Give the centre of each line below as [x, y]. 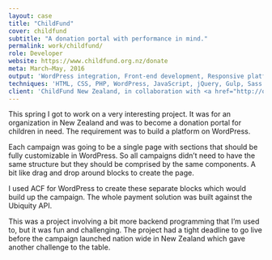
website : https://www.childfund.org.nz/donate [88, 62]
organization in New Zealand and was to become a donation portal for [125, 123]
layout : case [30, 16]
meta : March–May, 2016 [47, 69]
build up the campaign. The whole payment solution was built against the [130, 197]
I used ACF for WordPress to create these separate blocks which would [127, 189]
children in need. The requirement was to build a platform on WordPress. [130, 131]
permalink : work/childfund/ [56, 46]
